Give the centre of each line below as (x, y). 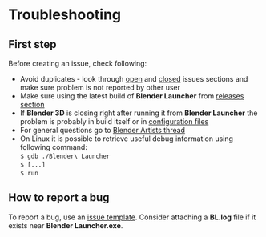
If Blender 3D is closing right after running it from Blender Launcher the (139, 113)
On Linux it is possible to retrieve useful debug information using (127, 139)
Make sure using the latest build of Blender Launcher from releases (132, 96)
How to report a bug (59, 198)
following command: (54, 147)
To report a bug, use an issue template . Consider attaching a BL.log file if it (132, 217)
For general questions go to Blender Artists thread (103, 130)
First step (32, 44)
